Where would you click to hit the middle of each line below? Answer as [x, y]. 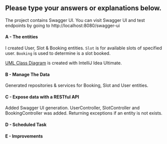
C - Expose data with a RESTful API [42, 97]
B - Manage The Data [27, 74]
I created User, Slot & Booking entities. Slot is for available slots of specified [84, 48]
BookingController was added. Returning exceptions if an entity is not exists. [84, 113]
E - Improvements [24, 136]
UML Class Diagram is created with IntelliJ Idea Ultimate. [63, 63]
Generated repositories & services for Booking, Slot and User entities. [77, 85]
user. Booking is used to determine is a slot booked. [58, 53]
